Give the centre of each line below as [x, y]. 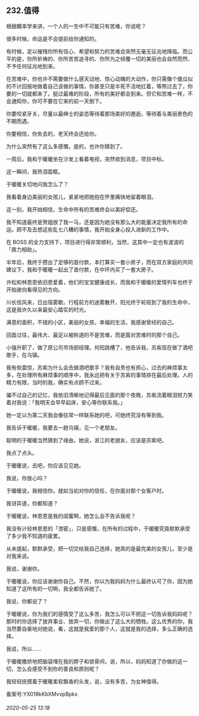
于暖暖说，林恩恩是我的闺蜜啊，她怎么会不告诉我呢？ [71, 516]
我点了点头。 [22, 452]
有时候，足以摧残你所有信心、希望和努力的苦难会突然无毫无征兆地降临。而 [97, 51]
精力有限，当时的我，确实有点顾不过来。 [55, 382]
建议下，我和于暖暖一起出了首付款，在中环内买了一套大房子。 [81, 270]
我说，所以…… [24, 648]
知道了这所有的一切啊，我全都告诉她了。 [55, 588]
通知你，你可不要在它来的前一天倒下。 [58, 101]
